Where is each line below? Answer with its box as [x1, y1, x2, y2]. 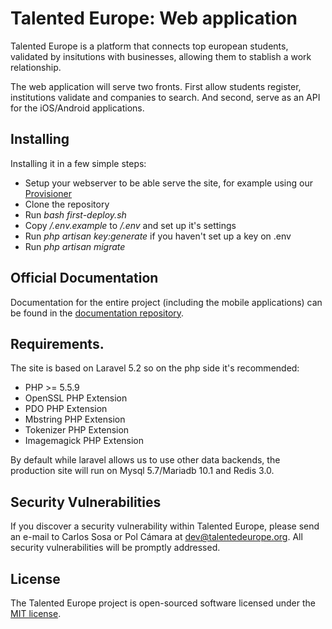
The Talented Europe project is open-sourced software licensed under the [10, 597, 316, 609]
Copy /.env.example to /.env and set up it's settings [24, 219, 237, 231]
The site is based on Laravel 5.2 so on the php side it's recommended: [10, 362, 300, 374]
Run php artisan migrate [24, 240, 126, 252]
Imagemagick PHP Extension [24, 435, 145, 447]
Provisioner [24, 187, 73, 199]
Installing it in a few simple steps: [10, 157, 147, 169]
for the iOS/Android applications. [10, 102, 145, 114]
